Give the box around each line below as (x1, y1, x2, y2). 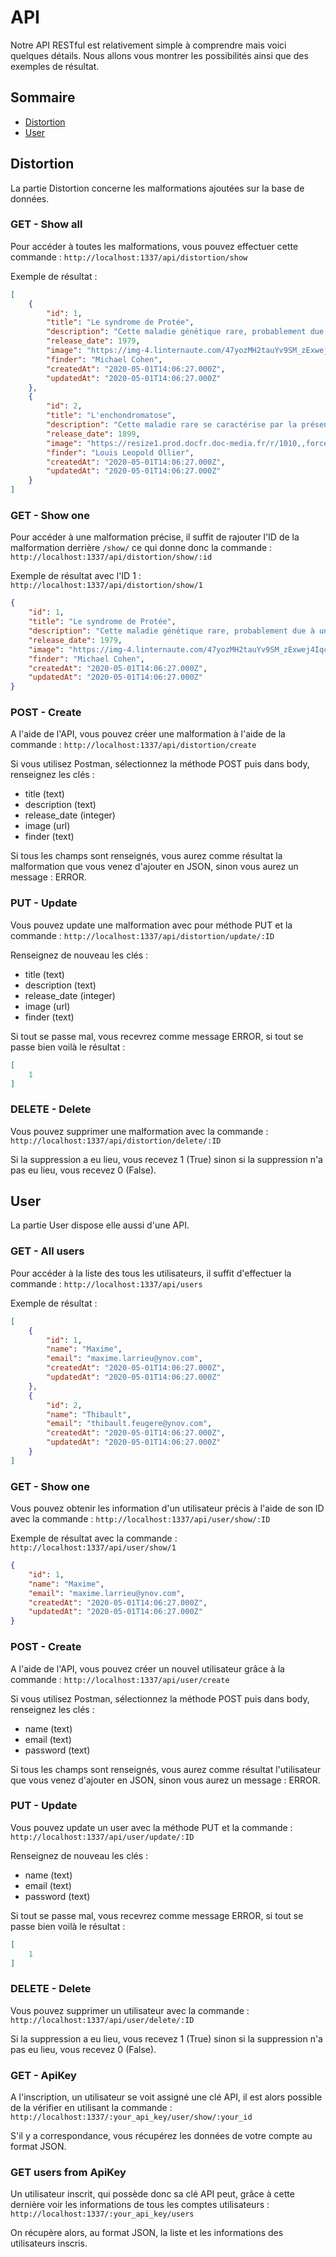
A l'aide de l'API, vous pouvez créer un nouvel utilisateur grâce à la (10, 1662, 285, 1675)
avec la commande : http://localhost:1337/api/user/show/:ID (10, 1513, 271, 1525)
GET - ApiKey (10, 2068, 77, 2082)
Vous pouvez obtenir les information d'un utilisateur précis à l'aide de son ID (10, 1502, 325, 1515)
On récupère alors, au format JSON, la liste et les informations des (10, 2227, 284, 2239)
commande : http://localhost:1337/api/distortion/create (10, 739, 257, 751)
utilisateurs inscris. (10, 2237, 88, 2250)
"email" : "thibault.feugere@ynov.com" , (46, 1419, 213, 1429)
